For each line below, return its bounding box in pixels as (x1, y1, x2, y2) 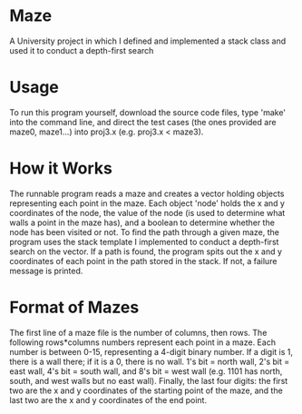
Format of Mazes (9, 297, 140, 318)
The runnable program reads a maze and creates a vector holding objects (9, 188, 285, 199)
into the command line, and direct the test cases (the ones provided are (9, 116, 277, 127)
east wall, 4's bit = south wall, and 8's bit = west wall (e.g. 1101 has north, (9, 365, 283, 377)
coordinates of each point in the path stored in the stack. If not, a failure (9, 255, 278, 266)
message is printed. (9, 265, 83, 276)
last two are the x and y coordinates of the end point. (9, 394, 207, 405)
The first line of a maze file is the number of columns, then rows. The (9, 327, 268, 338)
